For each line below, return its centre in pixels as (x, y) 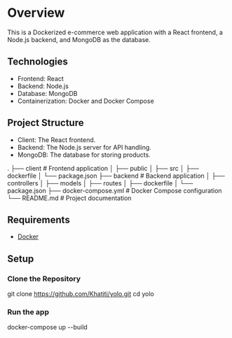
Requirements (39, 219)
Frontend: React (41, 78)
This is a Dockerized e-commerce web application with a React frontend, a (115, 32)
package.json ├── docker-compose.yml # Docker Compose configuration (115, 190)
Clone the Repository (44, 279)
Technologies (38, 62)
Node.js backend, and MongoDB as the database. (79, 39)
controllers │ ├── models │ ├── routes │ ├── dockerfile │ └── (100, 183)
